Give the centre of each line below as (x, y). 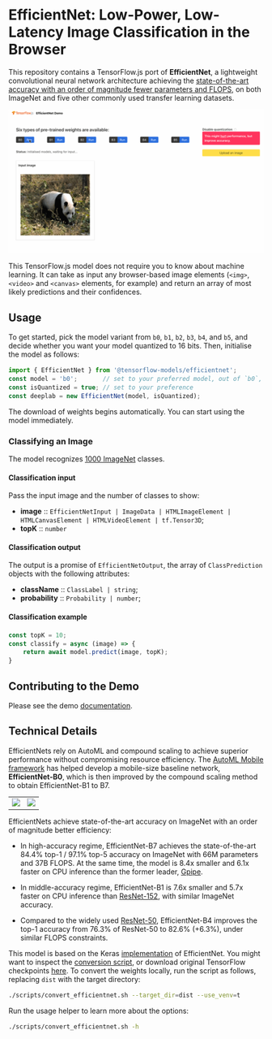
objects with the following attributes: (69, 574)
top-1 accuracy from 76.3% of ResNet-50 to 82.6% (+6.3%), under (132, 929)
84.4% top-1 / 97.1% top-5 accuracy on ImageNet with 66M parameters (139, 855)
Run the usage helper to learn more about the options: (98, 1011)
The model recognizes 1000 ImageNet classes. (87, 459)
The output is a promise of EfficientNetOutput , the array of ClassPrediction (136, 565)
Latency (36, 32)
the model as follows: (44, 354)
